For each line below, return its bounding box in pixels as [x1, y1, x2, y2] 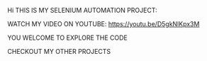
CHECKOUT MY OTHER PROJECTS [7, 48, 111, 55]
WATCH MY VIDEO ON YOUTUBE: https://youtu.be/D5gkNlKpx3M [7, 20, 200, 28]
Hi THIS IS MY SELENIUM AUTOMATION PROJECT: [7, 6, 157, 14]
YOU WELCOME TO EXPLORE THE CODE [7, 33, 128, 42]
